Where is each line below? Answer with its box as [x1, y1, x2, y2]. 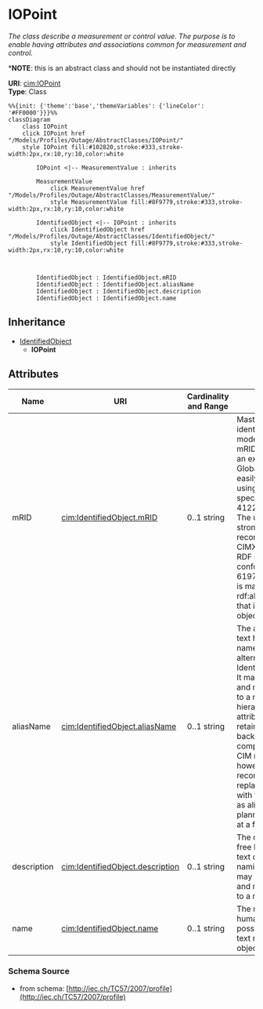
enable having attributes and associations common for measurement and [8, 39, 247, 49]
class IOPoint [22, 122, 68, 130]
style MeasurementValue [49, 198, 128, 206]
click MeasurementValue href [49, 184, 146, 192]
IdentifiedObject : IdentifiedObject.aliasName [36, 280, 194, 288]
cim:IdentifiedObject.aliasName [61, 720, 177, 731]
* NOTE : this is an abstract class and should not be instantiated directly [8, 63, 236, 72]
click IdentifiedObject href [49, 225, 146, 233]
